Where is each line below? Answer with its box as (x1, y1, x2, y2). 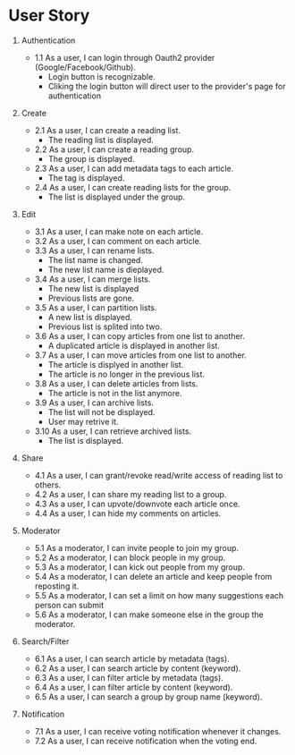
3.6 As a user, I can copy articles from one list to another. (34, 330, 245, 341)
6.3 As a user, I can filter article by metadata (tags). (34, 672, 224, 683)
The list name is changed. (47, 254, 144, 265)
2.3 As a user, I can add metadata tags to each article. (34, 163, 234, 174)
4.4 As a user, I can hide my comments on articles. (34, 507, 222, 519)
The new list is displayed (47, 283, 139, 293)
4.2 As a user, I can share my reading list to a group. (34, 488, 227, 499)
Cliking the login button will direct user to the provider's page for (47, 81, 286, 91)
